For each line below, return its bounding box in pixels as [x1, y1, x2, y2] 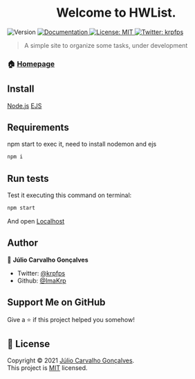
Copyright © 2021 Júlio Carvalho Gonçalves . [7, 356, 135, 365]
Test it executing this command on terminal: [7, 191, 132, 199]
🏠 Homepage [7, 59, 55, 69]
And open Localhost [7, 217, 65, 226]
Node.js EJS [7, 101, 42, 110]
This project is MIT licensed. [7, 364, 88, 372]
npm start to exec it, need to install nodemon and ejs [7, 140, 157, 149]
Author [7, 237, 38, 249]
